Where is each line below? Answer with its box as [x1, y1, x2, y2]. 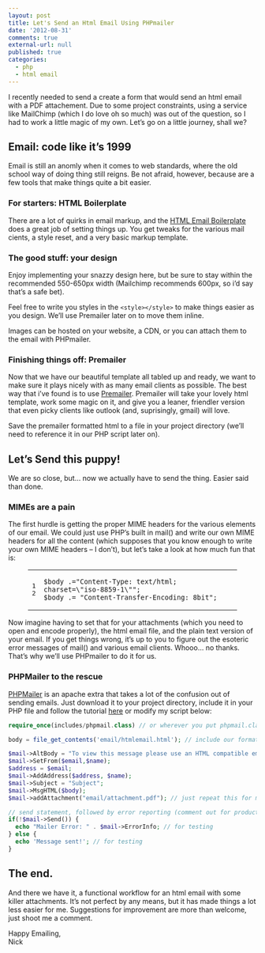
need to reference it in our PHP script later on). [8, 429, 160, 439]
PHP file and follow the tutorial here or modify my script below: [8, 705, 212, 716]
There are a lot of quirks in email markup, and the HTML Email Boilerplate [8, 215, 246, 225]
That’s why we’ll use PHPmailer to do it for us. [8, 652, 157, 661]
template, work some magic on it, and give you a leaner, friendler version [8, 397, 245, 407]
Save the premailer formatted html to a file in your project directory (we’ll [8, 421, 244, 431]
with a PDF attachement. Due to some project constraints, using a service [8, 100, 248, 110]
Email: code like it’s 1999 [8, 140, 132, 154]
